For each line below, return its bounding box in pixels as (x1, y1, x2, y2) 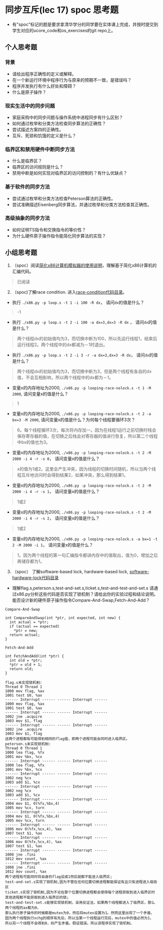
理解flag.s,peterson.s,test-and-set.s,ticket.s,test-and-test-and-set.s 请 (12, 585, 154, 591)
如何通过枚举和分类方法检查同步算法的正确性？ (12, 120, 106, 126)
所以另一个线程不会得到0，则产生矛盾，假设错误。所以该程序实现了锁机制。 (5, 921, 134, 926)
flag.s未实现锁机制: (5, 680, 42, 685)
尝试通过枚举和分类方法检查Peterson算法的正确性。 (12, 195, 116, 201)
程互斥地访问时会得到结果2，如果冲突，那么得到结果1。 (17, 472, 128, 478)
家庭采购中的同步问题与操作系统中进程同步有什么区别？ (12, 114, 123, 120)
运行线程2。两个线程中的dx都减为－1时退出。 (17, 341, 108, 348)
